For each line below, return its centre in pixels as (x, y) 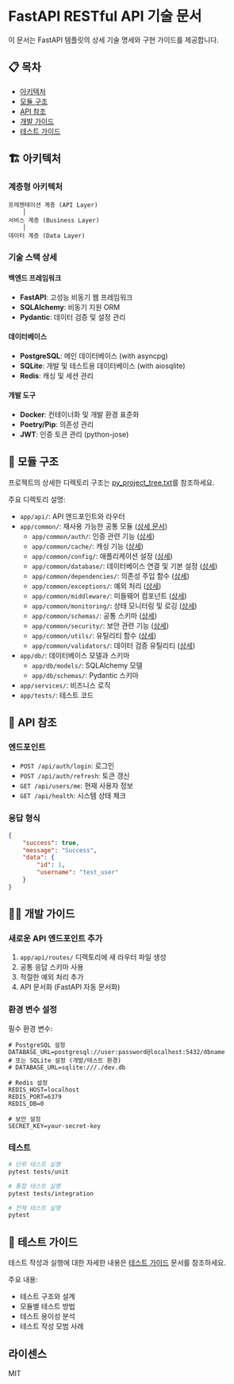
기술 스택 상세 (33, 258)
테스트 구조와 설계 (47, 1297)
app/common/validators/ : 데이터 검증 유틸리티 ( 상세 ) (113, 645)
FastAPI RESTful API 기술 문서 (105, 16)
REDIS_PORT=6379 (35, 1097)
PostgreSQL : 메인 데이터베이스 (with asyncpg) (94, 355)
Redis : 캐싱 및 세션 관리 (56, 375)
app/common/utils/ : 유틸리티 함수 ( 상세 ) (94, 635)
